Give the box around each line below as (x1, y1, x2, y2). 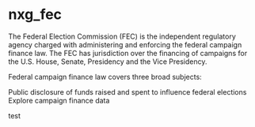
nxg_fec (8, 6, 62, 24)
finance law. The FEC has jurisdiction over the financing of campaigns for (8, 48, 248, 58)
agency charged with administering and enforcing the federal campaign (8, 39, 242, 49)
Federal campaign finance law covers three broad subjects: (8, 72, 202, 81)
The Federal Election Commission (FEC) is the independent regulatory (8, 32, 236, 41)
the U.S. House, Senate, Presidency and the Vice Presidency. (8, 57, 207, 66)
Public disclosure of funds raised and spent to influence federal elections (8, 87, 247, 96)
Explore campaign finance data (8, 95, 110, 105)
